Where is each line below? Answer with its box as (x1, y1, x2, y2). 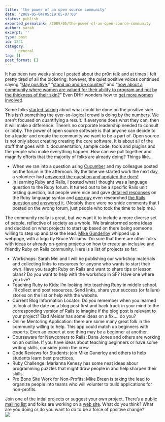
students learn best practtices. (12, 355, 75, 361)
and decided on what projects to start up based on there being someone (5, 225, 152, 231)
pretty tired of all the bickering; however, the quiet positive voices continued (5, 76, 160, 82)
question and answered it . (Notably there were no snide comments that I (12, 200, 159, 206)
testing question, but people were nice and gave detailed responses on (12, 190, 157, 195)
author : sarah (5, 26, 34, 31)
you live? (12, 277, 31, 283)
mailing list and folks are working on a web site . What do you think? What (5, 401, 154, 407)
